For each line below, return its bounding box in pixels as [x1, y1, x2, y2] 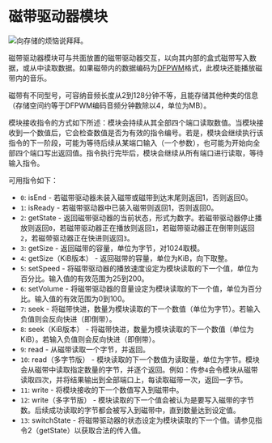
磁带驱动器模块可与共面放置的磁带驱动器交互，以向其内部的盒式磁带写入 [8, 53, 249, 62]
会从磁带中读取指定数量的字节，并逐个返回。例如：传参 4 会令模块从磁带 [19, 364, 258, 374]
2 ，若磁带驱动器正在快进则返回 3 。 [19, 232, 135, 243]
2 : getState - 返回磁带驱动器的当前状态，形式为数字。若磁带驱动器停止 [19, 212, 255, 223]
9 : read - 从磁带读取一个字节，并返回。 [19, 344, 151, 354]
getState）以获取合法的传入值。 [39, 425, 146, 435]
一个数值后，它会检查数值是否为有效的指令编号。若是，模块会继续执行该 [22, 127, 264, 138]
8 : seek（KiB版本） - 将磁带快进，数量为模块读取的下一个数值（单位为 [19, 324, 254, 334]
